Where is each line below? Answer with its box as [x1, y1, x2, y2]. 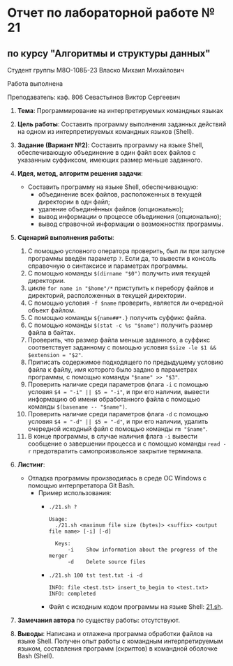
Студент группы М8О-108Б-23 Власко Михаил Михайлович [7, 66, 185, 74]
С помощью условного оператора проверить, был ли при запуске [27, 247, 225, 255]
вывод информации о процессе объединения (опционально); [38, 213, 222, 220]
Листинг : [17, 460, 45, 469]
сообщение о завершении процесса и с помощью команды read [27, 439, 220, 448]
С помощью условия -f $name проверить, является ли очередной [27, 298, 224, 307]
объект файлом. [27, 306, 76, 315]
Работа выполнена [7, 80, 63, 88]
